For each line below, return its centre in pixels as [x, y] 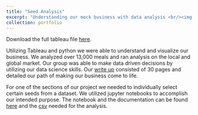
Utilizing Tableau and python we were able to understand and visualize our [97, 51]
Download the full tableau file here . [49, 40]
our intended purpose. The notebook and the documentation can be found [97, 100]
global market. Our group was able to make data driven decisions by [90, 63]
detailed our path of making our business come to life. [72, 76]
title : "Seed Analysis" [36, 11]
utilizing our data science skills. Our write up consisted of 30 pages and [94, 70]
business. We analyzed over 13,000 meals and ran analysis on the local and [98, 57]
